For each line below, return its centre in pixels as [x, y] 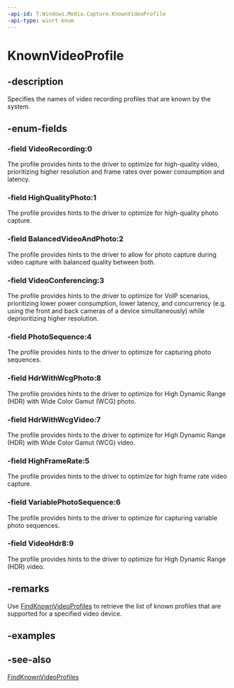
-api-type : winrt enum [41, 21]
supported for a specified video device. [65, 614]
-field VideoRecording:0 [50, 148]
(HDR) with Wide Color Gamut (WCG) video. [71, 442]
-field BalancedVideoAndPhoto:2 [65, 239]
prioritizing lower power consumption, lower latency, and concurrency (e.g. [117, 304]
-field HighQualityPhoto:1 [52, 198]
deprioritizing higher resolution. [53, 318]
